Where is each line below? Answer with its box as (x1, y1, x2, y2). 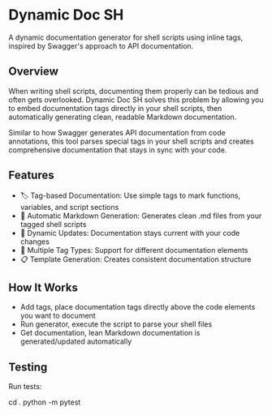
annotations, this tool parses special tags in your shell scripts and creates (8, 136, 254, 146)
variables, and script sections (19, 202, 119, 212)
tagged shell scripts (19, 219, 87, 229)
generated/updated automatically (19, 336, 132, 346)
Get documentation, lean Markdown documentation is (19, 328, 201, 338)
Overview (8, 65, 59, 79)
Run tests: (8, 382, 42, 391)
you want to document (19, 310, 96, 321)
